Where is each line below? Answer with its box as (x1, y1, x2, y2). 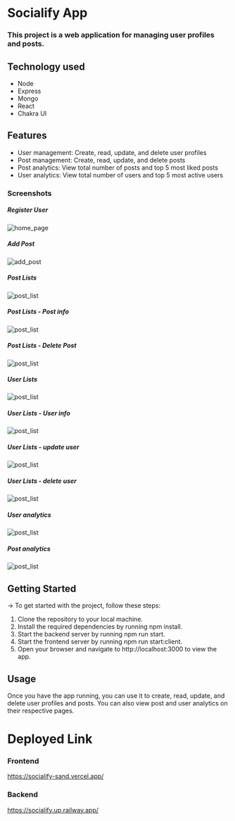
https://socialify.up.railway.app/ (7, 806, 99, 814)
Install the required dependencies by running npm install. (17, 622, 183, 631)
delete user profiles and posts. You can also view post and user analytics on (7, 698, 228, 707)
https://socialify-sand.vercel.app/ (7, 772, 104, 781)
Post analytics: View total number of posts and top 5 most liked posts (17, 163, 219, 172)
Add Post (7, 239, 35, 248)
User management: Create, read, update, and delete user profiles (17, 148, 207, 156)
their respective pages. (7, 706, 75, 715)
